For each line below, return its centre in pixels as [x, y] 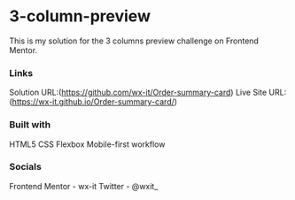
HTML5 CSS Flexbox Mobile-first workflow [87, 144]
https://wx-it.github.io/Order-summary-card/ [93, 102]
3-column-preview [80, 16]
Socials [25, 167]
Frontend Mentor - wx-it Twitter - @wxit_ [84, 186]
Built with [30, 125]
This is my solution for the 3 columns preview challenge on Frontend [134, 41]
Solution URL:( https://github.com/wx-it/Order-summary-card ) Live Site [138, 92]
